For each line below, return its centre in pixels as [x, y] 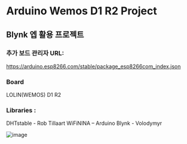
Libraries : [21, 111]
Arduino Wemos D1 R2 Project [82, 11]
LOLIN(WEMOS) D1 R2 [34, 95]
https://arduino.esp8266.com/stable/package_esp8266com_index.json [93, 66]
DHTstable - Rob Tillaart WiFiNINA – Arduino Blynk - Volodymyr [84, 123]
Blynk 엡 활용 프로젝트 [45, 34]
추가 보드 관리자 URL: [35, 53]
